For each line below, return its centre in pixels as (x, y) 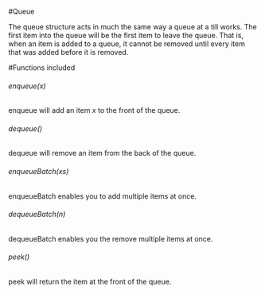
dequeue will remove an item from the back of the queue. (102, 153)
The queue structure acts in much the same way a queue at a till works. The (132, 27)
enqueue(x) (27, 86)
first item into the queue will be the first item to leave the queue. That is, (126, 35)
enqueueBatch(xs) (39, 171)
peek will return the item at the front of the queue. (90, 282)
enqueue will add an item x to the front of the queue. (94, 110)
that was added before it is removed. (68, 52)
